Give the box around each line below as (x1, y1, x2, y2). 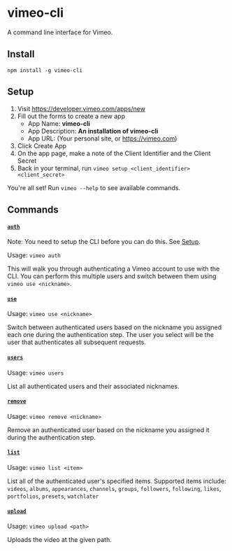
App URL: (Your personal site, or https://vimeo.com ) (27, 134, 177, 143)
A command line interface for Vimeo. (7, 28, 113, 36)
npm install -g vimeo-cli (7, 66, 82, 74)
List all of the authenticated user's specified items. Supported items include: (7, 477, 226, 485)
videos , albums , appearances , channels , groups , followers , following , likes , (7, 484, 222, 492)
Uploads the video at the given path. (7, 536, 112, 544)
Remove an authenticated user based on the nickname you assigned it (7, 425, 210, 434)
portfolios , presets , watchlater (7, 492, 99, 500)
